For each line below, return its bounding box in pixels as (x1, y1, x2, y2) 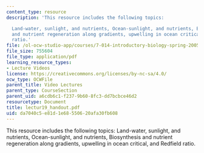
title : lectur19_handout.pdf (6, 104, 80, 110)
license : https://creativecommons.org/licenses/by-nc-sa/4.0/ (6, 70, 167, 76)
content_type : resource (6, 8, 67, 15)
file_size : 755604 (6, 48, 53, 55)
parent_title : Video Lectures (6, 82, 83, 88)
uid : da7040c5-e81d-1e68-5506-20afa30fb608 (6, 110, 118, 116)
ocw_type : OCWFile (6, 76, 53, 83)
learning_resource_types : (6, 59, 72, 66)
